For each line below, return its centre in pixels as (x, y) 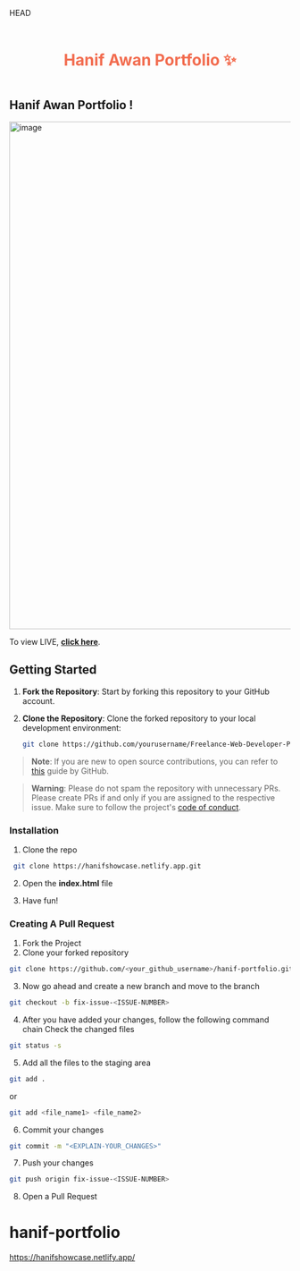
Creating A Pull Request (62, 923)
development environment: (72, 727)
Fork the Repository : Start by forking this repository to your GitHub (146, 691)
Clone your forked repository (75, 953)
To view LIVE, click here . (55, 642)
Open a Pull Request (60, 1197)
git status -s (36, 1046)
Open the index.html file (67, 883)
